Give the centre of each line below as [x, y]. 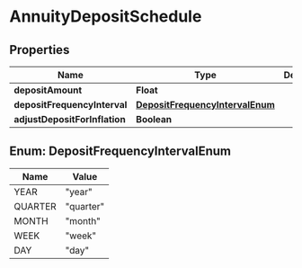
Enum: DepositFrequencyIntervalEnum [120, 152]
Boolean [154, 119]
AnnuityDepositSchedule [106, 17]
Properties [40, 50]
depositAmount [48, 90]
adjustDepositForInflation [70, 119]
